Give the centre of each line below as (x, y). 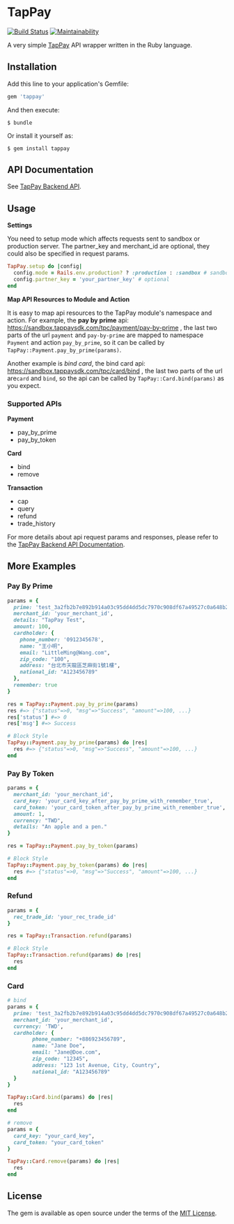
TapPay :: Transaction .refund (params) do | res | (74, 955)
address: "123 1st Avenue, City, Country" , (96, 1065)
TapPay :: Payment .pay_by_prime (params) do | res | (78, 743)
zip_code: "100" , (45, 659)
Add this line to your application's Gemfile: (68, 84)
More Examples (42, 566)
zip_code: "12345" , (61, 1059)
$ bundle (20, 123)
